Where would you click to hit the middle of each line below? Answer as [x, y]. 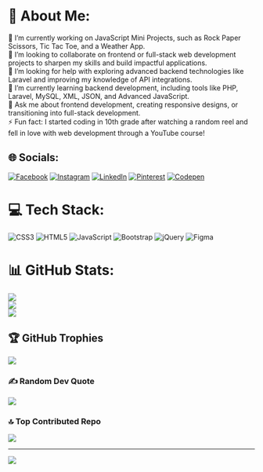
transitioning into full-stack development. [74, 112]
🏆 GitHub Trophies [56, 338]
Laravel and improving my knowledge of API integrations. [100, 79]
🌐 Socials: [34, 157]
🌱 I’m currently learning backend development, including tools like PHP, [123, 88]
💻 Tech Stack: [56, 209]
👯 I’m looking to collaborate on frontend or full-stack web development [122, 54]
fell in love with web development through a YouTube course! [106, 133]
